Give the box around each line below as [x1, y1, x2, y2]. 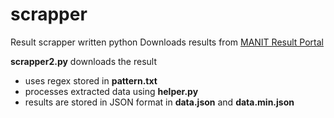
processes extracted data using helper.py [24, 85, 199, 97]
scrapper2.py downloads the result [10, 55, 157, 67]
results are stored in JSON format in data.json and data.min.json [24, 96, 295, 108]
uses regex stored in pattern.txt [24, 74, 158, 87]
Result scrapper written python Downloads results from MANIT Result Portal [10, 36, 324, 48]
